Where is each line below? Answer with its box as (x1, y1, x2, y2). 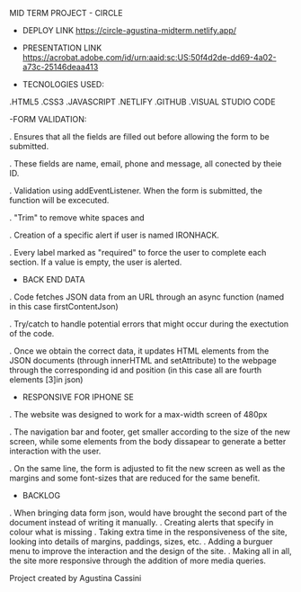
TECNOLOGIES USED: (22, 79, 105, 89)
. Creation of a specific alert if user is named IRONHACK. (9, 229, 220, 240)
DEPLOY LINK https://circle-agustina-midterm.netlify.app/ (22, 25, 236, 35)
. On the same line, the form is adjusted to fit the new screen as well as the (9, 463, 286, 473)
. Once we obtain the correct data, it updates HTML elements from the (9, 345, 270, 356)
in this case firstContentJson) (9, 301, 119, 311)
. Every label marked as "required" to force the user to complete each (9, 247, 267, 257)
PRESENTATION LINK (22, 42, 102, 53)
